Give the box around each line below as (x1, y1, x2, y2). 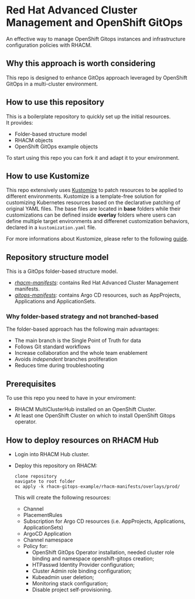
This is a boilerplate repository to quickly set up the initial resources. (6, 112, 171, 120)
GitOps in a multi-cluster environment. (6, 80, 98, 87)
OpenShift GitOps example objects (14, 143, 98, 150)
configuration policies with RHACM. (6, 42, 92, 49)
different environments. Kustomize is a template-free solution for (6, 193, 162, 200)
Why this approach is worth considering (6, 59, 156, 69)
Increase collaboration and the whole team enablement (14, 350, 148, 357)
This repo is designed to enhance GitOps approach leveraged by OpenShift (6, 74, 187, 81)
